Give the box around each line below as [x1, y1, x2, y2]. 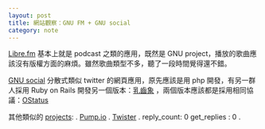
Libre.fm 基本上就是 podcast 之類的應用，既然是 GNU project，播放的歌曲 [8, 49, 251, 59]
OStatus [22, 96, 49, 105]
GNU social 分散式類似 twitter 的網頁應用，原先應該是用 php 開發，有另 [8, 76, 242, 85]
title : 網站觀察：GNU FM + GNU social [8, 19, 131, 27]
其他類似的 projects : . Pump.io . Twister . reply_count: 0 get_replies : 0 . [8, 112, 241, 122]
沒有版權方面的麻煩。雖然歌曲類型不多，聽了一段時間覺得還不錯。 [14, 59, 232, 68]
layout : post [8, 11, 52, 20]
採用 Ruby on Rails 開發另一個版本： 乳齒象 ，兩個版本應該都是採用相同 [14, 85, 247, 95]
